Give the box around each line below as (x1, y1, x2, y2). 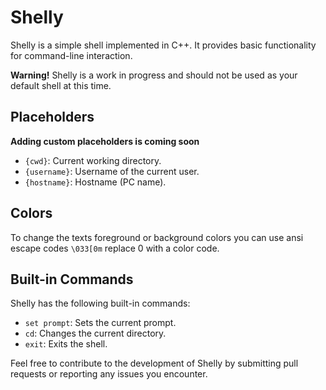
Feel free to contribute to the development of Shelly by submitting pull (10, 357, 299, 370)
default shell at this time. (10, 79, 112, 91)
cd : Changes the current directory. (24, 327, 167, 340)
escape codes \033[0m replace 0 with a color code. (10, 242, 220, 254)
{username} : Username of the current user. (24, 165, 200, 177)
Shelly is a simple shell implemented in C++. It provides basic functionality (10, 39, 317, 51)
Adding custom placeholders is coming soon (10, 135, 200, 147)
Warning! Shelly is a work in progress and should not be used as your (10, 69, 298, 81)
